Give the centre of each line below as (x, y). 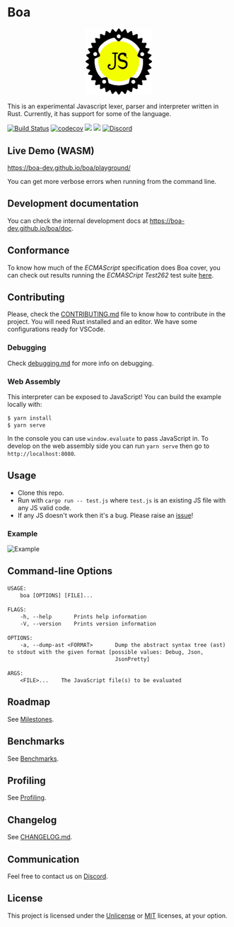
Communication (43, 859)
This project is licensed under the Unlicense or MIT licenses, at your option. (117, 915)
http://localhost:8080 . (42, 453)
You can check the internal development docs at (78, 221)
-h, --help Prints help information (83, 616)
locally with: (25, 404)
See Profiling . (27, 798)
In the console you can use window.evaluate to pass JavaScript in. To (108, 438)
